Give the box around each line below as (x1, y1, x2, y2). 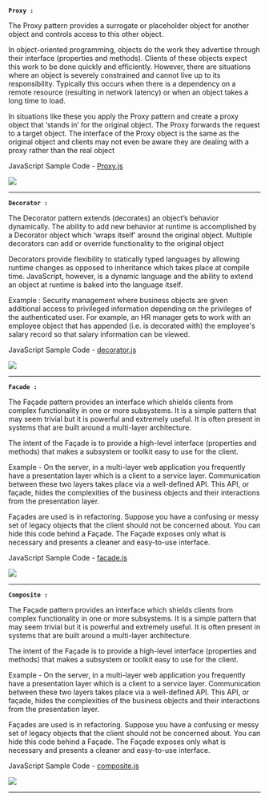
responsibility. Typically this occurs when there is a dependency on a (8, 79, 236, 88)
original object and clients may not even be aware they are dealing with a (8, 137, 250, 147)
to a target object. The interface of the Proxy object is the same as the (8, 128, 240, 138)
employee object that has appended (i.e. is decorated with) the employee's (8, 321, 256, 330)
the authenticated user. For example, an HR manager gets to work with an (8, 313, 251, 322)
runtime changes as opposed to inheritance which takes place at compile (8, 263, 250, 272)
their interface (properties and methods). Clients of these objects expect (8, 54, 247, 63)
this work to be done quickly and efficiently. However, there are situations (8, 62, 251, 71)
